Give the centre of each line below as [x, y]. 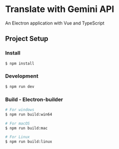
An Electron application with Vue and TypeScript [55, 23]
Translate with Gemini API [60, 9]
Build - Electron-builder [34, 99]
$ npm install [20, 63]
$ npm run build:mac [27, 128]
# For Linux [17, 137]
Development [22, 76]
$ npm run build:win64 [29, 114]
